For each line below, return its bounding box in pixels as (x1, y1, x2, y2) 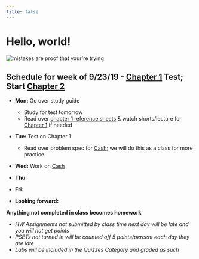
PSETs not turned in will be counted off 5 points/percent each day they (14, 233, 190, 240)
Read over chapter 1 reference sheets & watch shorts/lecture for (23, 115, 182, 122)
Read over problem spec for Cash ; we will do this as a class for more (23, 144, 193, 152)
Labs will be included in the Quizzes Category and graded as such (14, 246, 179, 254)
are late (14, 240, 34, 247)
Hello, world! (6, 34, 71, 48)
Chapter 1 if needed (23, 121, 73, 129)
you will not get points (14, 227, 70, 234)
